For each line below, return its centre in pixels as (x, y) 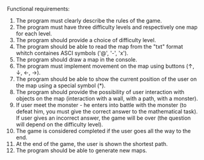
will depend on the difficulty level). (59, 124)
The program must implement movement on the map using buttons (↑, (105, 66)
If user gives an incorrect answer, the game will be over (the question (103, 118)
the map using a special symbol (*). (61, 85)
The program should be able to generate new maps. (81, 150)
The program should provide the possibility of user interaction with (100, 92)
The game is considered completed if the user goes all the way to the (103, 131)
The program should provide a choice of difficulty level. (86, 40)
